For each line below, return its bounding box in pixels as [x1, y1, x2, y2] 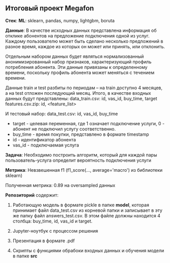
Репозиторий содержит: [5, 192, 59, 198]
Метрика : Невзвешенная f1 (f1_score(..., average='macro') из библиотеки [5, 167, 163, 173]
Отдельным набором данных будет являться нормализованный [5, 53, 144, 59]
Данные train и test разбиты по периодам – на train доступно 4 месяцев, [5, 85, 163, 91]
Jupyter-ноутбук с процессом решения [12, 228, 98, 234]
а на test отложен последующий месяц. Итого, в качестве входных [5, 90, 151, 96]
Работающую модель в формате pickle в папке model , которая [12, 202, 150, 208]
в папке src [12, 253, 38, 259]
